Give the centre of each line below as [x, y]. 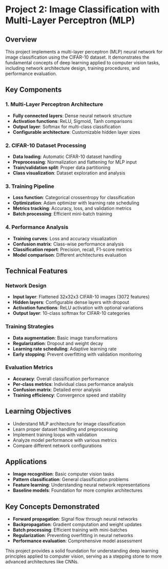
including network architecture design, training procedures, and [72, 68]
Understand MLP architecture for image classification [69, 423]
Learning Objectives [38, 411]
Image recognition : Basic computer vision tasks [63, 474]
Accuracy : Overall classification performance [61, 379]
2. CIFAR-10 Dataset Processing [46, 145]
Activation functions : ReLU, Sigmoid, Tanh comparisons [72, 121]
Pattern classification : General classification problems [71, 479]
